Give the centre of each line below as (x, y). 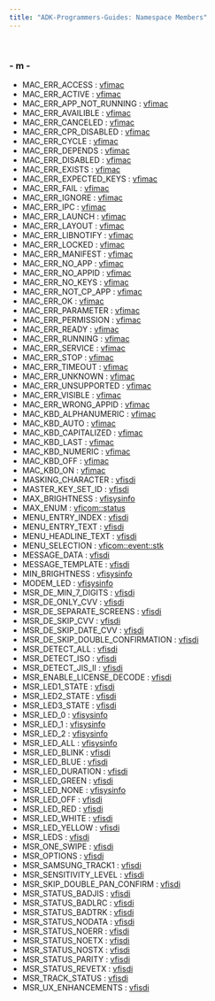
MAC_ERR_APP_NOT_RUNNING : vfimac (95, 104)
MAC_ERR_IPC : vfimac (64, 207)
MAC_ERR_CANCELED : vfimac (78, 122)
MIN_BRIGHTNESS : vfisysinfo (77, 574)
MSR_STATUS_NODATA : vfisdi (78, 921)
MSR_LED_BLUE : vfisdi (65, 761)
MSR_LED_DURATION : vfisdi (75, 771)
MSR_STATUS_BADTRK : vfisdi (78, 912)
